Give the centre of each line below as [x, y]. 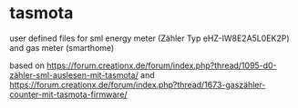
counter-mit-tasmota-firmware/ [68, 94]
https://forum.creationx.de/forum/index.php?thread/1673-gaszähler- [138, 84]
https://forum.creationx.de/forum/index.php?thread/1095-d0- [162, 65]
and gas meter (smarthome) [62, 47]
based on [27, 65]
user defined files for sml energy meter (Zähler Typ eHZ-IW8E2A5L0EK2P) [149, 38]
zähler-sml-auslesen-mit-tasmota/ [74, 74]
